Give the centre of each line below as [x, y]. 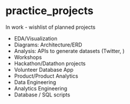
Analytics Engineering [41, 88]
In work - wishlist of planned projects [51, 27]
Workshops [28, 57]
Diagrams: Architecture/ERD [48, 45]
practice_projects [49, 11]
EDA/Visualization [36, 38]
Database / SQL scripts [42, 95]
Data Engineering [35, 82]
